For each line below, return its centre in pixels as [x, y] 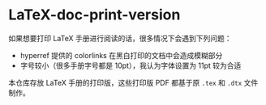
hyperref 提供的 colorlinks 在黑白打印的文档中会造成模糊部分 [121, 55]
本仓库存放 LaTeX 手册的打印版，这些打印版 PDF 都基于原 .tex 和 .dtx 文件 [133, 82]
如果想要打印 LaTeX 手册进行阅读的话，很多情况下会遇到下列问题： [120, 38]
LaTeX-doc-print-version [94, 15]
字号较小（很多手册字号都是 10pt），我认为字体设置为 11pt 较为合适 [131, 65]
